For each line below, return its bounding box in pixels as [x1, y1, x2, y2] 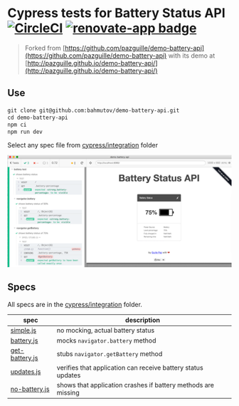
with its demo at [168, 51, 216, 60]
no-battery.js [10, 385, 50, 393]
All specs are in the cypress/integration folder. [7, 300, 142, 308]
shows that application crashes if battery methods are [56, 381, 215, 390]
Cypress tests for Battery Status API [7, 5, 225, 21]
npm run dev [7, 128, 43, 135]
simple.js [10, 326, 37, 335]
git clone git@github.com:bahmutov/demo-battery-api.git [7, 107, 180, 114]
